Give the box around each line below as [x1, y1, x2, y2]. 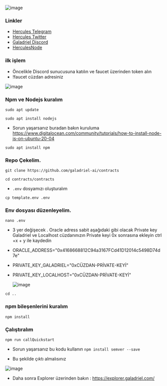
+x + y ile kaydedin [12, 238, 52, 244]
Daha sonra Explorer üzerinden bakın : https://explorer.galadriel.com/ [12, 375, 155, 381]
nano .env [5, 218, 26, 223]
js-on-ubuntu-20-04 [12, 135, 55, 141]
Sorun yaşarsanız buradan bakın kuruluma [12, 125, 100, 131]
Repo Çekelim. [5, 157, 41, 164]
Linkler [5, 17, 22, 24]
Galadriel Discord [12, 39, 48, 45]
